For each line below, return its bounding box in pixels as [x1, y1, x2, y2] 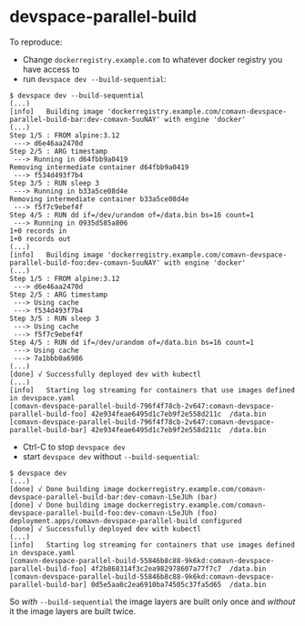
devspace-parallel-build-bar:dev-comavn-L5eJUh [9, 492, 194, 501]
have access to [22, 64, 80, 75]
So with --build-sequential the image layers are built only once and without [9, 596, 296, 607]
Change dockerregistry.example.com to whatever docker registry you [22, 54, 283, 65]
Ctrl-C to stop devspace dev [22, 441, 126, 452]
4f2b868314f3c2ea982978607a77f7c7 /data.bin [90, 564, 267, 573]
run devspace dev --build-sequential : [22, 73, 167, 84]
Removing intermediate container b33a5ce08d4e [9, 194, 189, 204]
